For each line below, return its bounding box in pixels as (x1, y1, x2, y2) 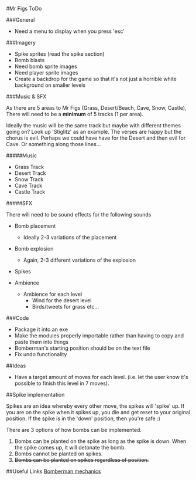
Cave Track (14, 182, 43, 189)
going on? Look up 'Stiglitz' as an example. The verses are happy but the (6, 129, 182, 135)
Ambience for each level (23, 290, 82, 298)
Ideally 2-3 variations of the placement (23, 234, 117, 241)
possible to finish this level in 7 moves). (14, 380, 109, 387)
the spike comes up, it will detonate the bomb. (14, 444, 126, 451)
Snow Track (14, 176, 44, 182)
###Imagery (6, 39, 36, 46)
